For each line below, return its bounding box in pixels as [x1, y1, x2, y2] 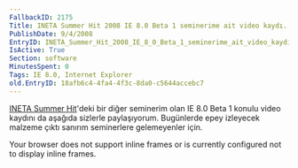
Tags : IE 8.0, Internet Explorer [9, 71, 133, 80]
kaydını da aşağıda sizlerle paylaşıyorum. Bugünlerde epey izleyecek [9, 112, 260, 123]
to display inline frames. [9, 148, 97, 159]
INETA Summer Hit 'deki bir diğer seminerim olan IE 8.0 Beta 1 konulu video [9, 103, 281, 113]
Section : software [9, 54, 77, 63]
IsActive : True [9, 46, 66, 55]
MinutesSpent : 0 [9, 63, 69, 72]
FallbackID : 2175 [9, 12, 74, 22]
